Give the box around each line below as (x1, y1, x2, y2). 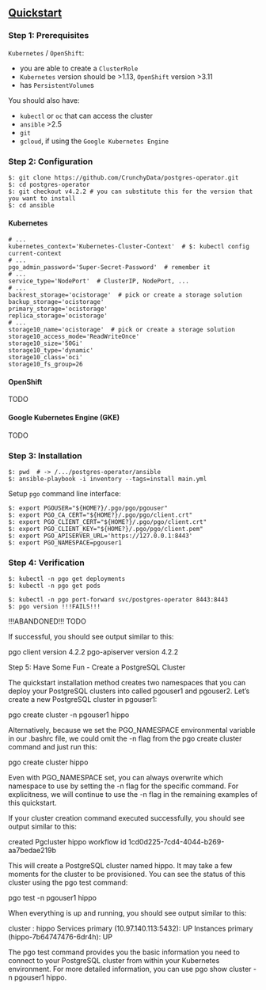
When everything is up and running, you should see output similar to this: (8, 908, 247, 918)
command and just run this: (8, 742, 97, 752)
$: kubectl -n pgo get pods (8, 582, 101, 590)
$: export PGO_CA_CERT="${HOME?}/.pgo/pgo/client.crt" (8, 510, 193, 519)
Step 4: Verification (8, 557, 85, 568)
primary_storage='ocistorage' (8, 305, 108, 313)
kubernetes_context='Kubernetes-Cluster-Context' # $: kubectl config (8, 243, 249, 251)
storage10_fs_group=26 (8, 360, 83, 369)
